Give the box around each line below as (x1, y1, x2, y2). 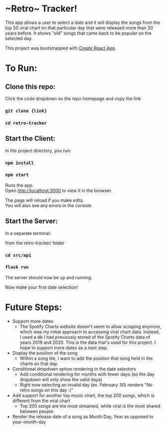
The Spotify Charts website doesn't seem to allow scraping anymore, (19, 323, 162, 329)
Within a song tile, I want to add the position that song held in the (19, 355, 153, 361)
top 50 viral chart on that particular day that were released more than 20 (5, 24, 153, 30)
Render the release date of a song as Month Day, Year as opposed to (12, 414, 154, 420)
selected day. (5, 35, 33, 41)
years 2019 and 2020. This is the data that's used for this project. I (19, 339, 156, 345)
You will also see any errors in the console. (5, 203, 93, 209)
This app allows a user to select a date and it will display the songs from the (5, 19, 161, 25)
